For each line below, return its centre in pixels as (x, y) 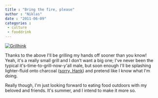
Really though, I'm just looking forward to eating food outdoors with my (76, 85)
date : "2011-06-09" (26, 18)
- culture (17, 28)
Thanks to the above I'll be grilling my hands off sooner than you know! (76, 55)
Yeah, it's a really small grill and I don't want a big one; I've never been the (79, 60)
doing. (11, 76)
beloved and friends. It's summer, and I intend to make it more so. (71, 90)
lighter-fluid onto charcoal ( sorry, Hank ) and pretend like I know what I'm (78, 71)
